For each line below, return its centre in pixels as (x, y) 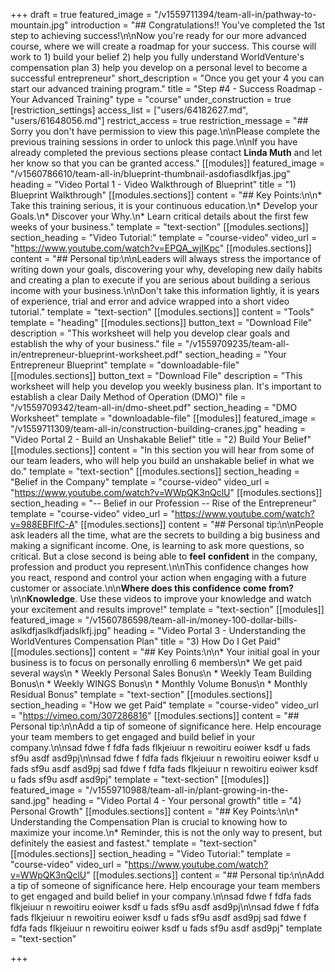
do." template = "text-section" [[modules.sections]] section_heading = (155, 471)
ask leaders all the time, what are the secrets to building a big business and (165, 535)
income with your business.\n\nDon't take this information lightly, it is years (165, 290)
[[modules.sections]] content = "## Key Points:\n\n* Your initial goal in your (165, 652)
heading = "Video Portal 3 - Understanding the (210, 630)
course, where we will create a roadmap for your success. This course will (163, 46)
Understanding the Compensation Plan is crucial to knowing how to (149, 822)
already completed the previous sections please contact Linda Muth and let (166, 152)
